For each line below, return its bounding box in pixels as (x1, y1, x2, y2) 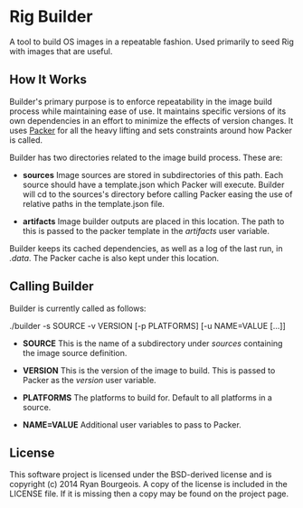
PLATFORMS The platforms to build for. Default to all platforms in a (22, 391, 273, 403)
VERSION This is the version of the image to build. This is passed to (22, 364, 276, 376)
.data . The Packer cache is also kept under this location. (9, 252, 220, 263)
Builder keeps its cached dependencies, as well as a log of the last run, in (9, 242, 283, 254)
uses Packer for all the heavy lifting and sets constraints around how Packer (9, 125, 292, 136)
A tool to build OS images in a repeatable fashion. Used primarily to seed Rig (9, 36, 294, 47)
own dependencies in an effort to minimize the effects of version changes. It (9, 115, 294, 126)
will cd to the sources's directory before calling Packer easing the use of (22, 188, 293, 200)
